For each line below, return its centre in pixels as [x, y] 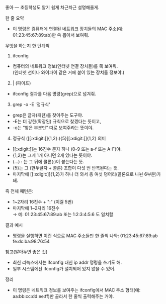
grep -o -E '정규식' [31, 104]
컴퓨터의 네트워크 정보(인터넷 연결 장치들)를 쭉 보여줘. [65, 66]
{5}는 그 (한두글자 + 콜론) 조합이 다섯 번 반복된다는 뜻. [66, 168]
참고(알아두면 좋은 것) [26, 252]
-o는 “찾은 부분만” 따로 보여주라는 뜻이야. [53, 128]
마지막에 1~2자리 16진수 [36, 208]
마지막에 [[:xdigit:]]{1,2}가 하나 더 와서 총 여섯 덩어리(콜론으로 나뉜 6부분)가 [87, 174]
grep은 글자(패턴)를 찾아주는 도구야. [48, 115]
